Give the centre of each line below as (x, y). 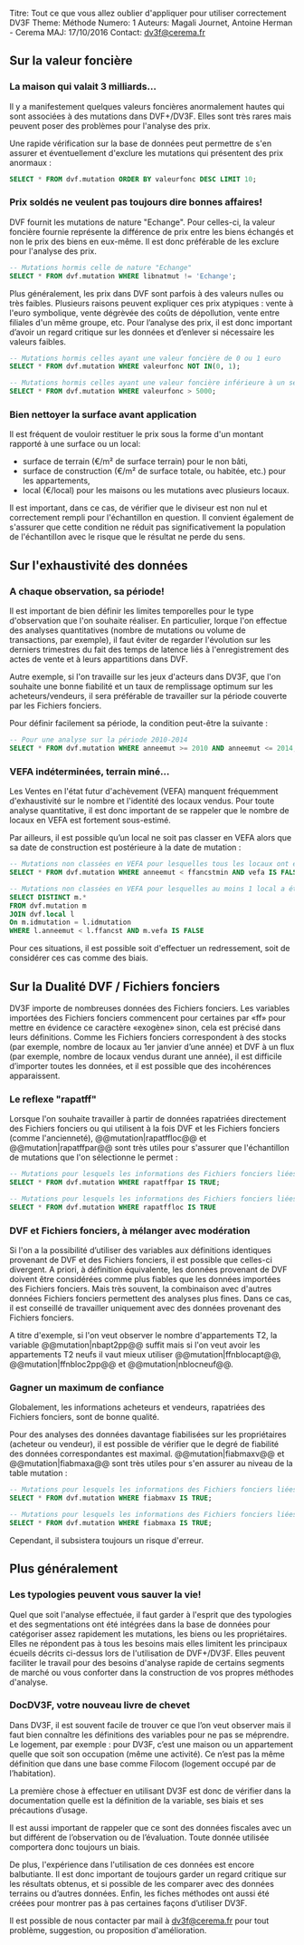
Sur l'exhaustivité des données (99, 565)
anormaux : (31, 162)
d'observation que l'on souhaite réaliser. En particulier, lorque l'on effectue (148, 621)
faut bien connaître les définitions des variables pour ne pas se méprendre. (149, 1735)
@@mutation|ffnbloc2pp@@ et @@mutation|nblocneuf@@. (121, 1365)
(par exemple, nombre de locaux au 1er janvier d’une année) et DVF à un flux (152, 1046)
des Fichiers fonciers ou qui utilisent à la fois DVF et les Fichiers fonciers (145, 1129)
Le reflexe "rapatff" (53, 1099)
